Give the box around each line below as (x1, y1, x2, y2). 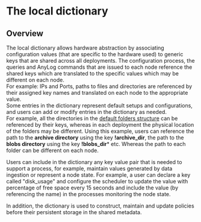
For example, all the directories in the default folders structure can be (6, 115, 178, 122)
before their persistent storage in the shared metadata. (6, 209, 142, 215)
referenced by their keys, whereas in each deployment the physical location (6, 121, 194, 128)
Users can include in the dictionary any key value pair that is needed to (6, 159, 182, 165)
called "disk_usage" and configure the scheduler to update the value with (6, 178, 188, 185)
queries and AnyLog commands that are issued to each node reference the (6, 63, 193, 71)
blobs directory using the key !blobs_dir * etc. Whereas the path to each (6, 141, 186, 147)
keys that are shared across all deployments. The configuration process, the (6, 57, 195, 64)
